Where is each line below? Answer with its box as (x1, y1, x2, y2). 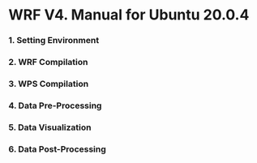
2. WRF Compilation (8, 57, 88, 68)
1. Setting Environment (8, 35, 100, 46)
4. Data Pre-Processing (8, 100, 102, 111)
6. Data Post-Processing (8, 144, 107, 155)
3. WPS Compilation (8, 78, 89, 89)
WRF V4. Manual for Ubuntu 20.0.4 (8, 6, 250, 24)
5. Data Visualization (8, 122, 92, 133)
